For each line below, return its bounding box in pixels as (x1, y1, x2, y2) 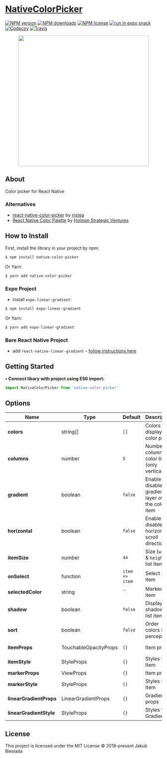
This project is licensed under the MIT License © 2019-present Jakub (5, 743, 148, 749)
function (61, 573, 81, 580)
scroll (145, 534, 158, 541)
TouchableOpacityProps (61, 644, 118, 651)
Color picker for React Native (5, 188, 65, 194)
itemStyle (7, 658, 31, 665)
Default (122, 414, 141, 421)
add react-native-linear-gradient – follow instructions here (12, 348, 137, 354)
